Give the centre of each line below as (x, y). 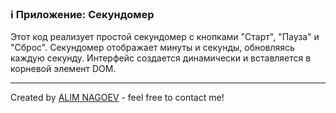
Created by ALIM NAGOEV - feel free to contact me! (117, 98)
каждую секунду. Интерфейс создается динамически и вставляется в (161, 58)
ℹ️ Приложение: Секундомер (82, 14)
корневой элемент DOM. (63, 69)
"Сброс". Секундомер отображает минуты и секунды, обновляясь (152, 48)
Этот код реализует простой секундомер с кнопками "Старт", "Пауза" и (165, 37)
